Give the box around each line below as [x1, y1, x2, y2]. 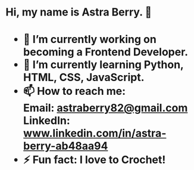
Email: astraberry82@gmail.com [23, 101, 188, 115]
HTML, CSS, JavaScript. [23, 71, 145, 84]
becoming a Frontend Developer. [23, 45, 189, 59]
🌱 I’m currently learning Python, [23, 58, 184, 72]
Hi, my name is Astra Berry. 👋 [5, 5, 152, 19]
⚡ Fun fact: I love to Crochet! [23, 153, 166, 166]
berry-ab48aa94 [23, 140, 108, 153]
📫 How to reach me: [23, 85, 126, 98]
